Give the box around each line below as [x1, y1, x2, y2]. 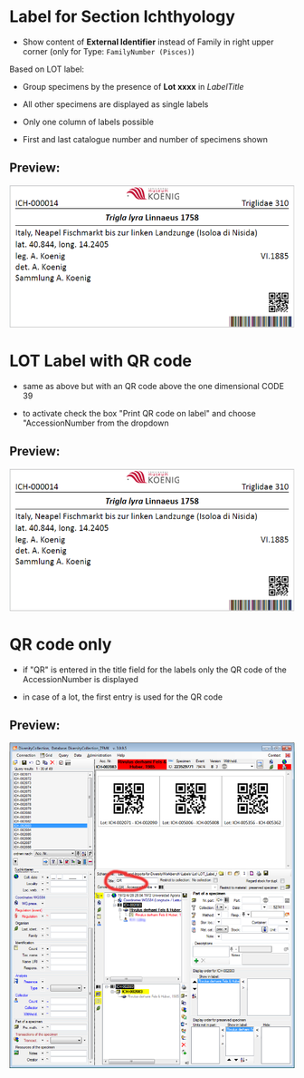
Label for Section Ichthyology [9, 6, 235, 27]
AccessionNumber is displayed [22, 674, 138, 685]
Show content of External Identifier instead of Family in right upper [22, 36, 274, 47]
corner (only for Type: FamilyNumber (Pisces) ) [22, 45, 195, 56]
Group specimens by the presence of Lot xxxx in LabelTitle [22, 81, 244, 92]
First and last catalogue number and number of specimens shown [22, 133, 269, 144]
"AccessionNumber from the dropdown [22, 417, 169, 428]
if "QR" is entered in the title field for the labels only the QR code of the [22, 664, 287, 675]
